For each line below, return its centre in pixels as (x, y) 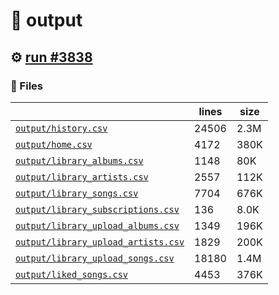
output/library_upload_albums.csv (97, 225)
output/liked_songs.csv (72, 274)
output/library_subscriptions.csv (97, 209)
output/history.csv (61, 128)
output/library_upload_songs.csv (95, 258)
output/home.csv (54, 144)
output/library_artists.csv (82, 177)
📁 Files (26, 86)
